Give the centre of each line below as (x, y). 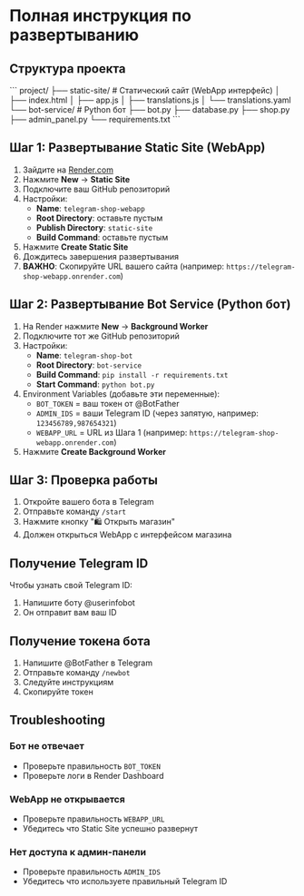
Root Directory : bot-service (89, 365)
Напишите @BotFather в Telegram (87, 663)
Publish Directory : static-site (94, 227)
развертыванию (74, 35)
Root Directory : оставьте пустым (99, 218)
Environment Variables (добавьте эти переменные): (121, 394)
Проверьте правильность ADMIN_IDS (92, 871)
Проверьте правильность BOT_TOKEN (92, 766)
